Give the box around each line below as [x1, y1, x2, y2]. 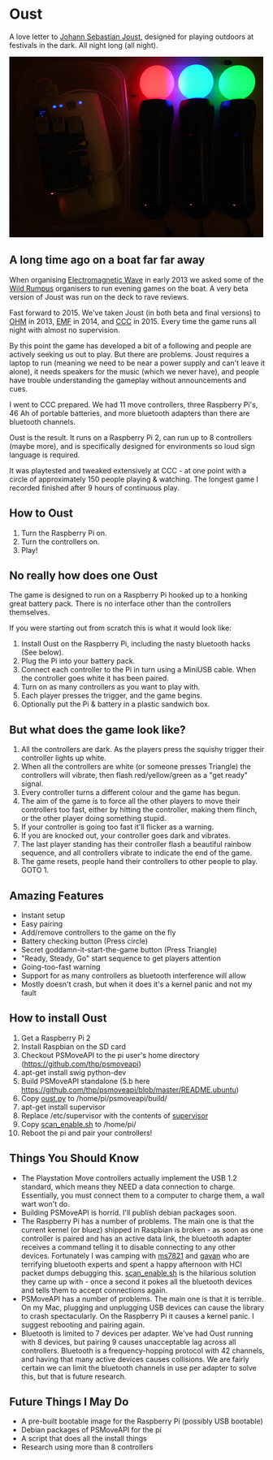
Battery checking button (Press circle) [20, 936, 149, 946]
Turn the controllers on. [20, 537, 100, 546]
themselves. [9, 607, 50, 617]
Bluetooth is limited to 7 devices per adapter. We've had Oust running [20, 1328, 253, 1338]
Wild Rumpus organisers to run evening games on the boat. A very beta [9, 283, 249, 293]
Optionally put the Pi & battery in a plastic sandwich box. [20, 699, 210, 709]
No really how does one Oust [9, 568, 158, 582]
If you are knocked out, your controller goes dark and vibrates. [20, 831, 231, 840]
